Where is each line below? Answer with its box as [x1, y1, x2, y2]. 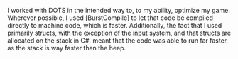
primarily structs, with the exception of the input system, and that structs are [7, 28, 232, 37]
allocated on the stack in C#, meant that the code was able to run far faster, [7, 36, 229, 45]
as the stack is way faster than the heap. [7, 44, 126, 52]
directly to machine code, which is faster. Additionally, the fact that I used [7, 21, 222, 29]
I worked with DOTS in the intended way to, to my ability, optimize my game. [7, 6, 231, 14]
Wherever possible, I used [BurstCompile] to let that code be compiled [7, 14, 214, 22]
